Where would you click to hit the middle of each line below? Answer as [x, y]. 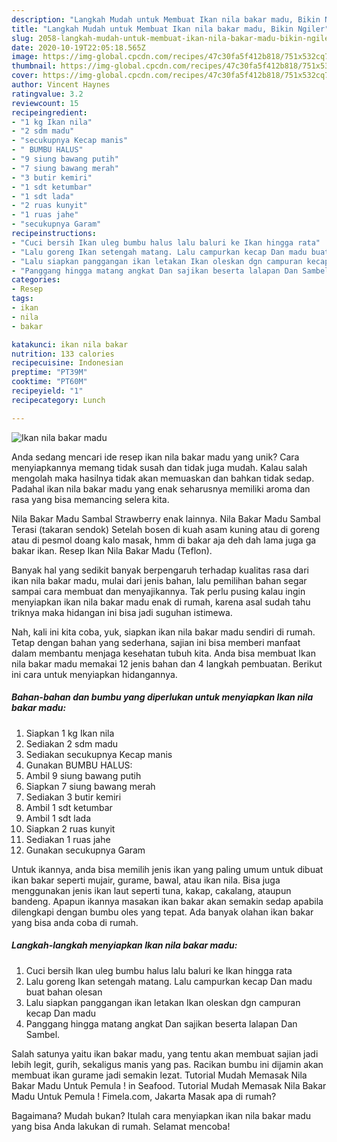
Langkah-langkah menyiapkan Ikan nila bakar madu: [124, 945]
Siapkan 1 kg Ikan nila [70, 733]
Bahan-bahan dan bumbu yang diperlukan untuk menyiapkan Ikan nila [162, 697]
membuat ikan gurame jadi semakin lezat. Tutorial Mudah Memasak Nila [159, 1075]
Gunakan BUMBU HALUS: [79, 765]
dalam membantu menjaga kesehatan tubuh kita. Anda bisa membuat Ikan [163, 653]
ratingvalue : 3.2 [47, 94]
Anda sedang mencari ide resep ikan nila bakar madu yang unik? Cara [155, 457]
